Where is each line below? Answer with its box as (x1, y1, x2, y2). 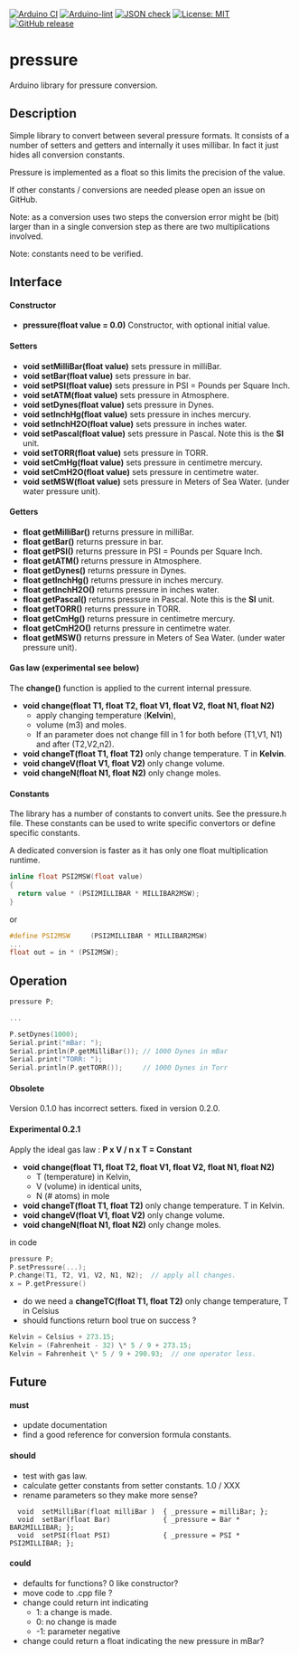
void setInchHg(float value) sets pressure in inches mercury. (22, 408, 251, 420)
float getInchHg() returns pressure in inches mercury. (22, 575, 224, 585)
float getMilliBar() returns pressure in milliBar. (22, 526, 194, 537)
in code (9, 1236, 38, 1248)
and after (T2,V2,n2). (35, 738, 115, 749)
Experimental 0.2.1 (9, 1124, 81, 1135)
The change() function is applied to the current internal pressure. (9, 682, 253, 693)
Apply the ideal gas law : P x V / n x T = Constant (9, 1144, 192, 1155)
